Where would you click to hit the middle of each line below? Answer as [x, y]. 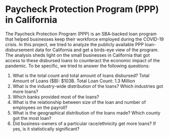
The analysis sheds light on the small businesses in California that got [78, 55]
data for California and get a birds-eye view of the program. [97, 50]
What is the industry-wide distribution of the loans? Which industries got [88, 86]
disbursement [20, 50]
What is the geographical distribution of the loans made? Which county [86, 113]
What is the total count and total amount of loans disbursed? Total [81, 75]
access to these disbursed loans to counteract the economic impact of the [82, 60]
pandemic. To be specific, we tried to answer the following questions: [77, 66]
